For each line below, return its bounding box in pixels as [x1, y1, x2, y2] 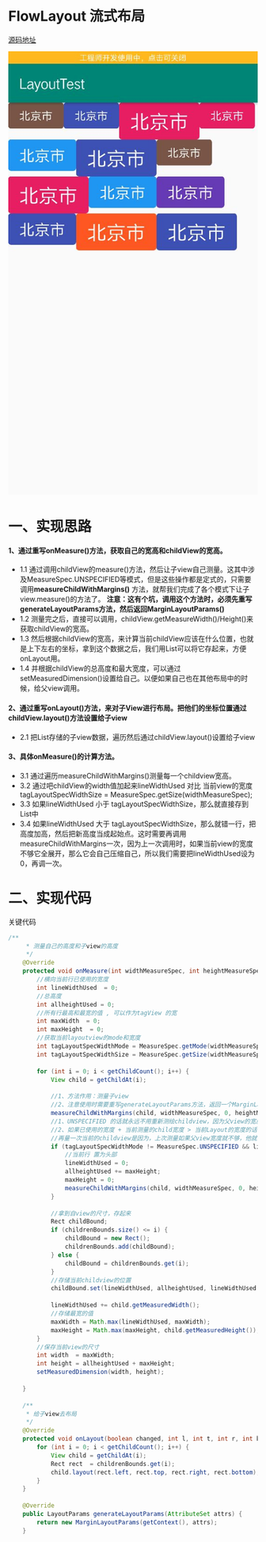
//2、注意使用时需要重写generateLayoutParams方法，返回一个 [50, 1101, 233, 1109]
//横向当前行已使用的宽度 [36, 976, 109, 984]
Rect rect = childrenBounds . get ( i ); [50, 1460, 176, 1468]
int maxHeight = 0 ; [36, 1026, 104, 1034]
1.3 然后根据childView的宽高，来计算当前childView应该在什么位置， [19, 634, 240, 644]
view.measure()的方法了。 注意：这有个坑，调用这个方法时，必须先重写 [19, 595, 253, 604]
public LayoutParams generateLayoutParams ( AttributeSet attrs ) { [22, 1510, 243, 1518]
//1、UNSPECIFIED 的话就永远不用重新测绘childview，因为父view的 [50, 1117, 251, 1125]
